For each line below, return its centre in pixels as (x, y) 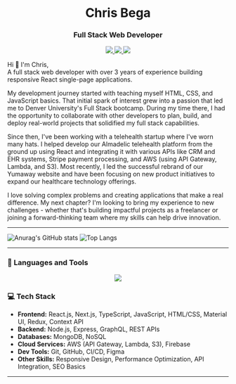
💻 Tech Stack (32, 296)
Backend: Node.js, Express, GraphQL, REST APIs (88, 329)
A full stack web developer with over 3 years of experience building (105, 72)
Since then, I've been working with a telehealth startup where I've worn (110, 137)
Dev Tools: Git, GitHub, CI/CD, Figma (71, 352)
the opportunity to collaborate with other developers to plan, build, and (110, 116)
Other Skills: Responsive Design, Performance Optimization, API (111, 359)
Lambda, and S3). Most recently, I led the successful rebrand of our (105, 167)
